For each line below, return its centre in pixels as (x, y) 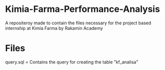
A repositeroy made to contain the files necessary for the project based (78, 23)
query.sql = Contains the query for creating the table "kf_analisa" (72, 62)
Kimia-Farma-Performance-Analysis (82, 9)
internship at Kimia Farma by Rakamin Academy (54, 28)
